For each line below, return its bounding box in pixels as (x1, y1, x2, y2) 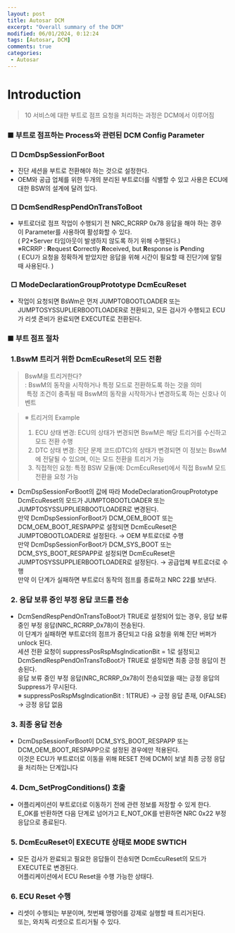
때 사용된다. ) (17, 262, 54, 270)
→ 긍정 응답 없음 (17, 700, 63, 709)
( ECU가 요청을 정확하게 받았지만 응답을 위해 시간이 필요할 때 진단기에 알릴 (17, 253, 222, 262)
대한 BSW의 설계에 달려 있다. (17, 184, 98, 193)
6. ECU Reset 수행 (10, 891, 71, 901)
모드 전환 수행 (34, 437, 73, 445)
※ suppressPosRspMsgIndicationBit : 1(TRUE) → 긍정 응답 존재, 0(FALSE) (17, 692, 227, 700)
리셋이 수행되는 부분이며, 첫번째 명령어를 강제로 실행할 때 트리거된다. (17, 909, 205, 917)
